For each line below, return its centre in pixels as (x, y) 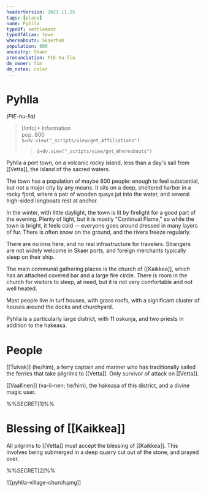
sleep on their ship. (31, 257)
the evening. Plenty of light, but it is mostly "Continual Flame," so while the (100, 219)
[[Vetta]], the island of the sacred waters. (58, 169)
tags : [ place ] (25, 18)
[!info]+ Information (46, 128)
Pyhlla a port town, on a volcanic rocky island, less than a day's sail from (98, 163)
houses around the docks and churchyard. (60, 307)
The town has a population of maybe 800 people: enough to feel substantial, (103, 181)
